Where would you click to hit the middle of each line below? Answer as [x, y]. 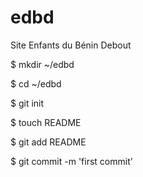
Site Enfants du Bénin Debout [71, 45]
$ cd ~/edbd [36, 83]
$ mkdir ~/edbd [42, 64]
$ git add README [48, 142]
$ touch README [46, 122]
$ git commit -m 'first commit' [71, 161]
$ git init [27, 103]
